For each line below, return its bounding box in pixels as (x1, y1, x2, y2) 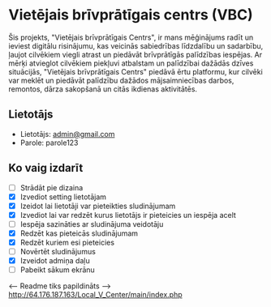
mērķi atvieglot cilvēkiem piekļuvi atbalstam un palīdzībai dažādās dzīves (8, 58, 254, 68)
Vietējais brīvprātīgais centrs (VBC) (8, 6, 253, 24)
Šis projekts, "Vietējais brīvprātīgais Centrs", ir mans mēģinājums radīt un (8, 32, 254, 42)
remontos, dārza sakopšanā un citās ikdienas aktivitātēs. (8, 83, 197, 94)
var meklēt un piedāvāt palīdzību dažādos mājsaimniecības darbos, (8, 75, 234, 85)
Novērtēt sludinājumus (19, 247, 96, 256)
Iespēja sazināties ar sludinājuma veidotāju (19, 219, 164, 228)
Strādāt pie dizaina (19, 182, 84, 192)
